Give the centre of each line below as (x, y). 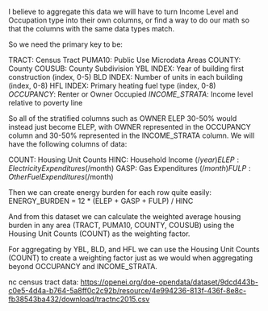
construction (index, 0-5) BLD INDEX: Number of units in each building (126, 77)
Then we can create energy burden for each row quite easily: (110, 192)
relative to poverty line (46, 103)
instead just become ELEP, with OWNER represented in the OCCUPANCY (130, 127)
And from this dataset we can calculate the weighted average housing (125, 216)
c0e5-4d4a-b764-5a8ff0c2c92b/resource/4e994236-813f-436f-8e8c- (128, 290)
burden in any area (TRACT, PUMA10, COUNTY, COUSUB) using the (121, 225)
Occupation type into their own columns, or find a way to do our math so (129, 20)
